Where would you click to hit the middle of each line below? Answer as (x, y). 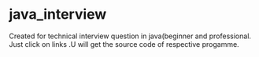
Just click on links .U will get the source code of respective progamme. (124, 44)
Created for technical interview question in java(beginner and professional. (130, 36)
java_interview (58, 14)
